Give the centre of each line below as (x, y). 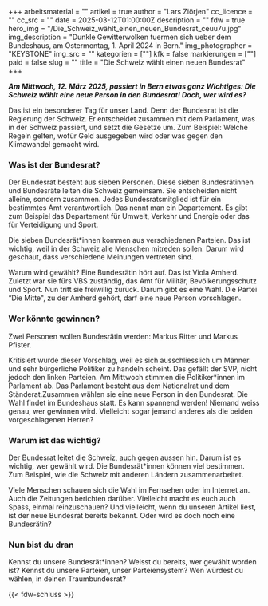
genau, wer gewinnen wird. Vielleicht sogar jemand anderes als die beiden (130, 411)
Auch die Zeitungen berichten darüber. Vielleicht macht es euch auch (122, 498)
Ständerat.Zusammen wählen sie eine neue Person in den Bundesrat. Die (128, 394)
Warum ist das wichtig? (55, 440)
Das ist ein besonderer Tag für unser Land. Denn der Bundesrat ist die (123, 110)
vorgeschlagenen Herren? (51, 419)
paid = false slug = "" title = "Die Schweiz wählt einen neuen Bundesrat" (127, 62)
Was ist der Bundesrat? (55, 164)
